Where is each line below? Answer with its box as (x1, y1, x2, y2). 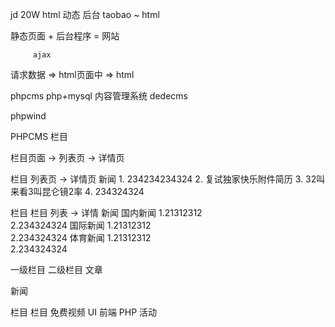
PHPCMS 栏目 (10, 131, 69, 142)
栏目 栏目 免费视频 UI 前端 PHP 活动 (10, 306, 158, 318)
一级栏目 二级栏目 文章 (10, 264, 103, 275)
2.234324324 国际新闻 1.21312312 (10, 219, 152, 231)
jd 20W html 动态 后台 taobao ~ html (10, 9, 160, 20)
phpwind (10, 110, 47, 122)
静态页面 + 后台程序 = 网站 (10, 30, 120, 42)
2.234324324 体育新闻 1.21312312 (10, 232, 152, 243)
